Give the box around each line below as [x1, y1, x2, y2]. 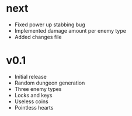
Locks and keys [14, 92, 53, 99]
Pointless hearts [14, 104, 54, 111]
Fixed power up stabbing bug [14, 21, 86, 28]
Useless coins [14, 98, 48, 105]
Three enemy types [14, 85, 62, 92]
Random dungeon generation [14, 79, 85, 86]
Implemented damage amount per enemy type [14, 27, 127, 34]
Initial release [14, 73, 47, 80]
